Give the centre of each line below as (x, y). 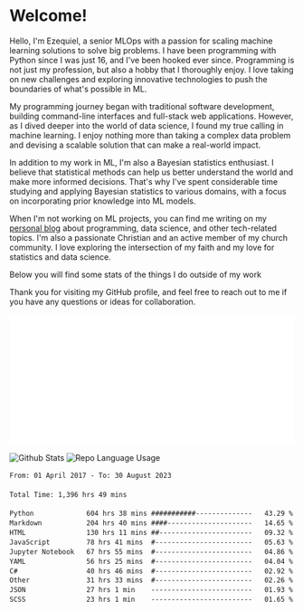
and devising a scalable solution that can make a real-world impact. (135, 145)
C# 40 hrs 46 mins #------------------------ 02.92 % (151, 571)
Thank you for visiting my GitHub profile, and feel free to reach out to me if (148, 291)
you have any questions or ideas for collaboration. (103, 301)
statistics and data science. (60, 257)
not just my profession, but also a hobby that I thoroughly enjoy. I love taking (151, 70)
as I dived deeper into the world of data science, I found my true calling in (147, 125)
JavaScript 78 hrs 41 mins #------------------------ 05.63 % (151, 542)
